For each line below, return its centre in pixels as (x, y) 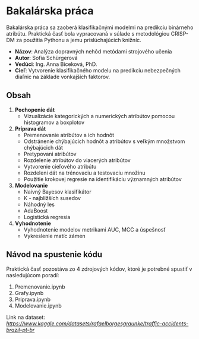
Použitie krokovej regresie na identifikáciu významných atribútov (103, 179)
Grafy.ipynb (29, 293)
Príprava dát (30, 128)
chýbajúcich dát (43, 147)
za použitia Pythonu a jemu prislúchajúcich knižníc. (78, 40)
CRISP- (180, 33)
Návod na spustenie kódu (54, 254)
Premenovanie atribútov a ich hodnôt (69, 135)
